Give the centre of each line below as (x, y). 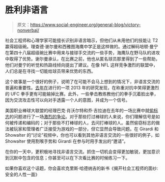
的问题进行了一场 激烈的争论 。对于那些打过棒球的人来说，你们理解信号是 (82, 117)
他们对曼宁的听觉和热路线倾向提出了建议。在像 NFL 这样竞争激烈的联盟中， (82, 65)
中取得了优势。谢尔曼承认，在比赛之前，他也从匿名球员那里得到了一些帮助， (82, 59)
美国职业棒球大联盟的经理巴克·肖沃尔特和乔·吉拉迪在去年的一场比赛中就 (77, 110)
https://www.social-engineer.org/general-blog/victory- (85, 25)
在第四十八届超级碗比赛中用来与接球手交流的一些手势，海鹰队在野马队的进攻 (82, 53)
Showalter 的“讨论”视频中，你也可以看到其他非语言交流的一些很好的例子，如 (82, 135)
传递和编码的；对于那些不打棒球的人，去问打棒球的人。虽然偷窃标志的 (84, 122)
